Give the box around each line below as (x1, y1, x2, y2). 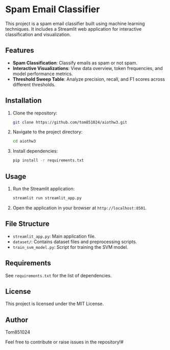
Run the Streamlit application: (12, 185, 75, 192)
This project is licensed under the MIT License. (5, 300, 104, 307)
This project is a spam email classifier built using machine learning (5, 20, 145, 27)
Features (5, 46, 34, 55)
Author (5, 315, 28, 324)
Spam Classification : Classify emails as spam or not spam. (12, 60, 138, 66)
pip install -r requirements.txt (12, 158, 84, 163)
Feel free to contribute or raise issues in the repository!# (5, 339, 124, 345)
